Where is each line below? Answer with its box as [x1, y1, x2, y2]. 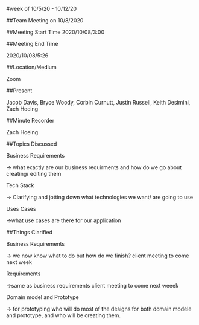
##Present [6, 87, 33, 94]
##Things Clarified [6, 229, 53, 236]
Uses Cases [6, 205, 36, 212]
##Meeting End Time [6, 40, 58, 47]
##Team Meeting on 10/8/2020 [6, 17, 84, 24]
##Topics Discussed [6, 140, 57, 147]
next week [6, 259, 32, 265]
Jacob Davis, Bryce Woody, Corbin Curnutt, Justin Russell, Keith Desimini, [6, 99, 191, 106]
